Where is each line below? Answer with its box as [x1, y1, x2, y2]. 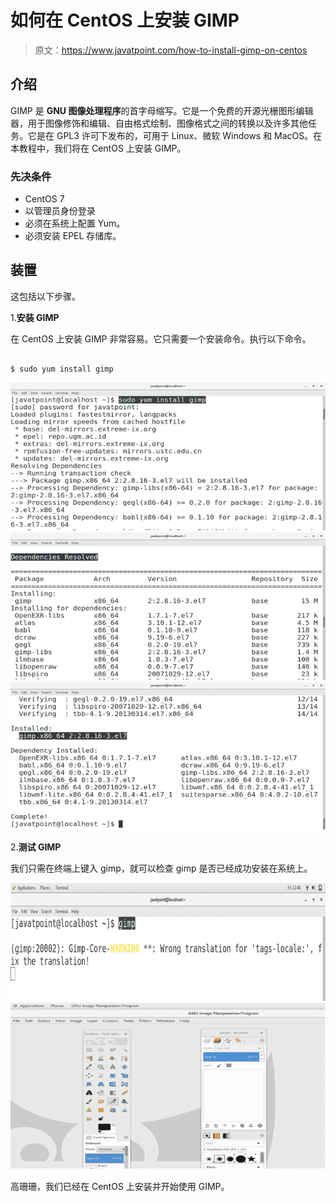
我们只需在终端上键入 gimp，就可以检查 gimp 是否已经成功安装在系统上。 [10, 862, 313, 874]
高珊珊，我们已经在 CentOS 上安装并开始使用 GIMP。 [10, 1181, 230, 1193]
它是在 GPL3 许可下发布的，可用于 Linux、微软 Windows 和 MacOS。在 [27, 129, 323, 141]
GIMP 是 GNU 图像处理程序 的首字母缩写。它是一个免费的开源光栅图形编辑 [10, 104, 314, 116]
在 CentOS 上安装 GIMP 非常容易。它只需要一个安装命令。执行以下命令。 [10, 332, 312, 345]
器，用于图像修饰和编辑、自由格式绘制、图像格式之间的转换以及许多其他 [10, 117, 308, 129]
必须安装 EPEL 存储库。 [24, 230, 122, 242]
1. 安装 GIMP [10, 311, 60, 323]
